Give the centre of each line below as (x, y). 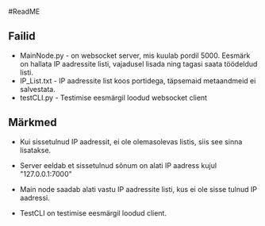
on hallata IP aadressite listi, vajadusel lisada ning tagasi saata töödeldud (138, 63)
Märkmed (33, 123)
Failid (22, 36)
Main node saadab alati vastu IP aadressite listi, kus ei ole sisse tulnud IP (138, 189)
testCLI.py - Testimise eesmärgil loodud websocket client (113, 98)
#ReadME (24, 11)
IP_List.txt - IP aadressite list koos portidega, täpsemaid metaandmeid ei (138, 80)
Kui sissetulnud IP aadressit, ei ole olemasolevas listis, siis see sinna (131, 141)
